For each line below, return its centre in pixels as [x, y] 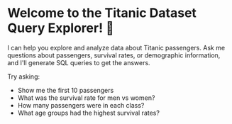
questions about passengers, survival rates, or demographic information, [114, 55]
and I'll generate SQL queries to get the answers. [79, 62]
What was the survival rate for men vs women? [86, 98]
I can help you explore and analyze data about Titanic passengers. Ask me [116, 47]
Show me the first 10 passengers [66, 90]
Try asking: [24, 77]
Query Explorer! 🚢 [61, 28]
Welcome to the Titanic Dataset [102, 13]
